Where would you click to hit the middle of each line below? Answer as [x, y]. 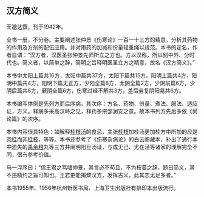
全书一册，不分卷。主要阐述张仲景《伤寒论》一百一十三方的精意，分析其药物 [102, 40]
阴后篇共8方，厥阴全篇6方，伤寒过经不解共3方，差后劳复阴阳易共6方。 [95, 91]
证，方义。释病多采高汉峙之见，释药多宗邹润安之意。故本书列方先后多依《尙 [102, 111]
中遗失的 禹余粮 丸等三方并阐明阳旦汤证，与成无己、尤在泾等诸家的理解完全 [99, 147]
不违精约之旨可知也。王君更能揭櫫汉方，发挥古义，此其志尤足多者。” [91, 175]
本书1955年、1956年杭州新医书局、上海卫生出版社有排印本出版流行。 [93, 188]
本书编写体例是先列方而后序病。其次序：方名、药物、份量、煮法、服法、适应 [102, 103]
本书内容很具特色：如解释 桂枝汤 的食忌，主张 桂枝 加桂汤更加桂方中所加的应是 [102, 131]
